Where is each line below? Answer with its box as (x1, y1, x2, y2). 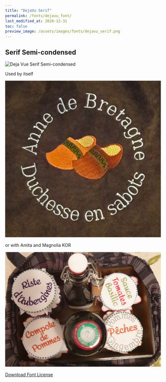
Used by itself (5, 71, 34, 76)
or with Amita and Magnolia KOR (5, 242, 71, 248)
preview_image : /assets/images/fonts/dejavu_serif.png (5, 29, 121, 34)
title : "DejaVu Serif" (5, 8, 52, 13)
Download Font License (5, 372, 53, 378)
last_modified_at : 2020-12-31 (5, 18, 68, 23)
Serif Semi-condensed (5, 48, 77, 57)
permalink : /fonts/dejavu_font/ (5, 13, 72, 18)
